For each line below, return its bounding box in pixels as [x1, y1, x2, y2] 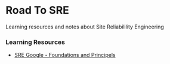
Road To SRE [5, 4, 70, 17]
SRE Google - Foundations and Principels [14, 52, 116, 59]
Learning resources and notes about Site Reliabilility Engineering [5, 23, 165, 30]
